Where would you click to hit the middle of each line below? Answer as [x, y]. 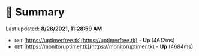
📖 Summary [35, 12]
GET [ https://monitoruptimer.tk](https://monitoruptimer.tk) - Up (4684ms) [104, 46]
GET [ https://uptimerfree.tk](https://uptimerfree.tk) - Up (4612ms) [94, 40]
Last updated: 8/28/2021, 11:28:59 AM [54, 29]
